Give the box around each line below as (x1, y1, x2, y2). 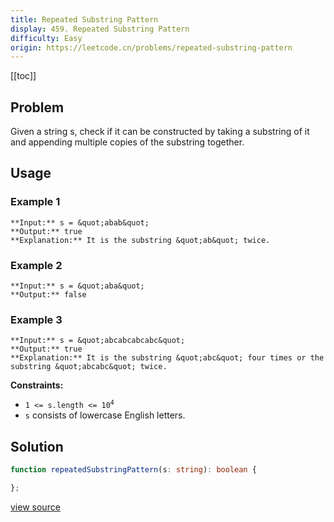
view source (10, 501, 61, 513)
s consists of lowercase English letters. (24, 409, 186, 421)
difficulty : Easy (10, 33, 83, 43)
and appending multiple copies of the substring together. (10, 136, 245, 148)
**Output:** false (10, 290, 87, 300)
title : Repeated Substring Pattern (10, 14, 159, 25)
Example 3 (10, 312, 63, 326)
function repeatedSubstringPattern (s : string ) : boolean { (10, 465, 257, 475)
